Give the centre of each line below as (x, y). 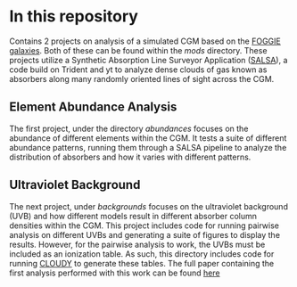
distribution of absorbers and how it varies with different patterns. (130, 157)
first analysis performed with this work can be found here (115, 273)
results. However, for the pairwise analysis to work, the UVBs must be (137, 244)
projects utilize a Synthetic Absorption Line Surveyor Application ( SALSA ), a (148, 60)
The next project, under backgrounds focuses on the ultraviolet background (148, 206)
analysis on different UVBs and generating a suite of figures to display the (145, 234)
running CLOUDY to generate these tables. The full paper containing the (142, 263)
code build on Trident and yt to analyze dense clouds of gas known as (138, 70)
